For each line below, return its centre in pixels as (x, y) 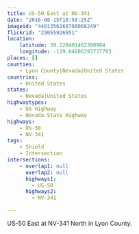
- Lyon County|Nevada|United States (72, 70)
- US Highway (38, 109)
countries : (23, 77)
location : (21, 39)
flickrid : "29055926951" (42, 32)
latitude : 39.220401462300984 (63, 45)
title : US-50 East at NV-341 (49, 13)
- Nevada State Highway (53, 115)
